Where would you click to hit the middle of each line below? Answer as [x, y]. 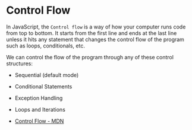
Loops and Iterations [40, 109]
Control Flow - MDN [39, 121]
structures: [19, 64]
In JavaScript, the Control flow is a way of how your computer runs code [96, 27]
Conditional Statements [43, 86]
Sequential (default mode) [47, 75]
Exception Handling [39, 98]
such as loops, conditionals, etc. [45, 46]
